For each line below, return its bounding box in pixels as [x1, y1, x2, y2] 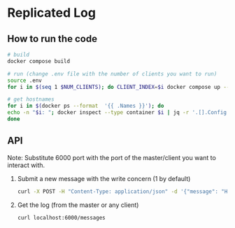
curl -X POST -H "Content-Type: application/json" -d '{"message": [17, 187, 219, 195]
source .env [7, 77, 42, 84]
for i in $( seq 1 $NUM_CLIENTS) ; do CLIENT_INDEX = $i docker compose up [7, 83, 220, 90]
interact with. [7, 161, 45, 169]
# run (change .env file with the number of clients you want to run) [7, 70, 218, 78]
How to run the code [7, 33, 98, 45]
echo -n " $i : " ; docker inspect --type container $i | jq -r [7, 109, 190, 116]
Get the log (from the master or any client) [17, 201, 139, 209]
